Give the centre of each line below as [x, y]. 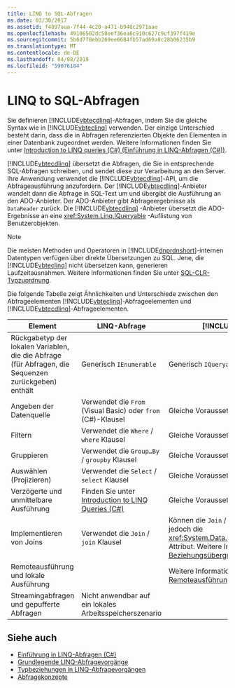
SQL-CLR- [195, 272]
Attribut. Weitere [195, 546]
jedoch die [186, 529]
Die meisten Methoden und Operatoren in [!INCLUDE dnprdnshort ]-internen [115, 250]
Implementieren [37, 533]
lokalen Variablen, [40, 346]
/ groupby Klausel [109, 459]
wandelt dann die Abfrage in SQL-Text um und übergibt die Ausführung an [114, 193]
